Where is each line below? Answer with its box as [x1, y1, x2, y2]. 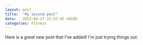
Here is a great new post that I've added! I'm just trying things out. [5, 34, 138, 40]
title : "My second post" [5, 12, 58, 17]
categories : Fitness [5, 21, 47, 26]
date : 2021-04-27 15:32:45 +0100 [5, 16, 78, 21]
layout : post [5, 7, 32, 12]
